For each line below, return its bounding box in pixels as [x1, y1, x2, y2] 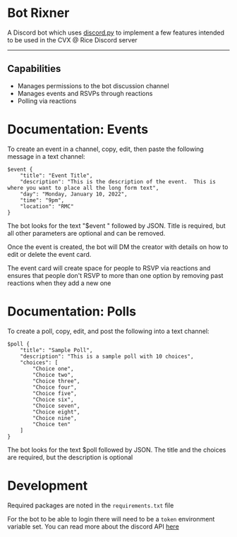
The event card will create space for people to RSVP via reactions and [7, 263, 211, 272]
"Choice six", [32, 396, 74, 403]
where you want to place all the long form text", [7, 184, 159, 191]
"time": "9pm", [20, 196, 65, 204]
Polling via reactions [17, 97, 77, 105]
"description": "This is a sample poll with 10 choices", [20, 353, 194, 360]
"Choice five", [32, 390, 78, 397]
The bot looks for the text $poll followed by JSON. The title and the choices [7, 445, 226, 454]
